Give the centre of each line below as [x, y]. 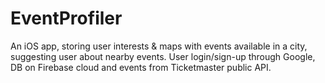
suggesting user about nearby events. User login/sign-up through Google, [163, 56]
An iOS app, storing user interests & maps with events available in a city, [159, 46]
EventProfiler [66, 18]
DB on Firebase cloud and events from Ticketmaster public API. [141, 67]
